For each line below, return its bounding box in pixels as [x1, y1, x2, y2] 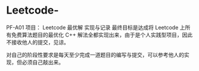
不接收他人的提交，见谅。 [6, 38, 69, 46]
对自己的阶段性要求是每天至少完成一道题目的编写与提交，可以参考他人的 [6, 51, 184, 58]
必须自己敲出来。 [22, 59, 64, 66]
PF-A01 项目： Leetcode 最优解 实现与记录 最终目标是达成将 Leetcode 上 [6, 24, 185, 31]
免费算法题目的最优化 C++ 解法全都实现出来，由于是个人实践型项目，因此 [11, 31, 193, 38]
